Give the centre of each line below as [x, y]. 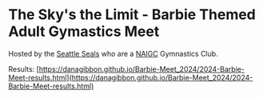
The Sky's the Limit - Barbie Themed [132, 15]
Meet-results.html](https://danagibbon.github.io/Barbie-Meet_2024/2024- [131, 77]
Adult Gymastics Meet [84, 31]
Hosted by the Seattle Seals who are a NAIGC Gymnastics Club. [113, 53]
